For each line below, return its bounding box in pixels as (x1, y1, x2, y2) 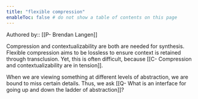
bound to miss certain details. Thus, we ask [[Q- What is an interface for (6, 79, 186, 87)
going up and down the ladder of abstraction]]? (6, 86, 124, 93)
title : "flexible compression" (6, 8, 85, 15)
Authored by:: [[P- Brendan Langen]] (6, 31, 98, 38)
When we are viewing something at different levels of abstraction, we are (6, 73, 189, 80)
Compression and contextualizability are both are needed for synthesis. (6, 43, 185, 50)
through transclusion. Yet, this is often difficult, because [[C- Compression (6, 55, 192, 62)
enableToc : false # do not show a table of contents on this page (6, 14, 177, 20)
